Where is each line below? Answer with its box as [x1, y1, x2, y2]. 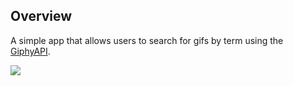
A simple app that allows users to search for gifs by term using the [10, 34, 284, 46]
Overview [10, 8, 73, 25]
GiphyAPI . [10, 45, 51, 57]
